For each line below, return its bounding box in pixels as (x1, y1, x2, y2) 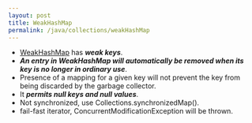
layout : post (8, 11, 51, 20)
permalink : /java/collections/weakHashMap (8, 26, 150, 34)
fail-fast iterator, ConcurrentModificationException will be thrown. (19, 106, 233, 116)
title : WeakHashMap (8, 19, 73, 27)
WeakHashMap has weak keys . (19, 48, 123, 58)
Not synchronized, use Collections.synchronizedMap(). (19, 98, 200, 107)
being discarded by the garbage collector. (19, 81, 156, 91)
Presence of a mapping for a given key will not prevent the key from (19, 73, 241, 83)
